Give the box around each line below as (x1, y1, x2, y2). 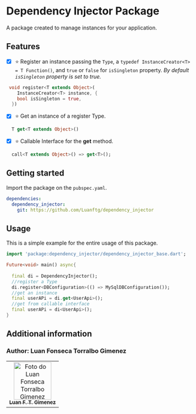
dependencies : (6, 195, 42, 202)
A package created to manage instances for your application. (6, 24, 158, 31)
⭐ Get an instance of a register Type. (14, 112, 106, 120)
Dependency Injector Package (6, 4, 160, 18)
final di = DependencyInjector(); (11, 273, 98, 279)
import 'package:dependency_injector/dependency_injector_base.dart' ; (6, 251, 186, 257)
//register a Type (11, 278, 58, 285)
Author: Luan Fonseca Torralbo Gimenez (6, 347, 127, 355)
